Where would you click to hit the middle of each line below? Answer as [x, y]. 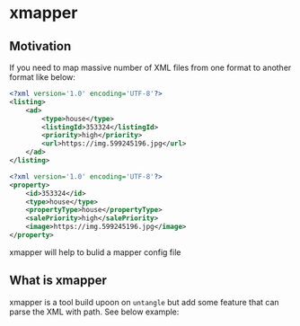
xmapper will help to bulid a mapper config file [95, 252]
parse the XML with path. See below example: [94, 312]
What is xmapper [58, 281]
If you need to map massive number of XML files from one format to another [150, 67]
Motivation [40, 46]
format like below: [43, 77]
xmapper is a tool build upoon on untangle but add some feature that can [145, 302]
